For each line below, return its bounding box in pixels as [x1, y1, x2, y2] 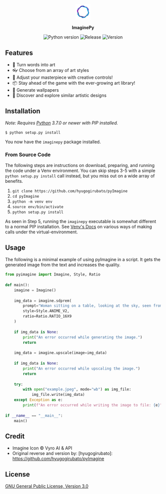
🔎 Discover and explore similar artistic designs [12, 93, 107, 99]
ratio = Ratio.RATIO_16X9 [23, 314, 72, 319]
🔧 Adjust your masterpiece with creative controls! [12, 74, 113, 80]
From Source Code [5, 151, 51, 158]
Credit [5, 432, 25, 440]
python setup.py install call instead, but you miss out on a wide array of [5, 173, 155, 179]
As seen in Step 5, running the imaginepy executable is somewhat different [5, 219, 157, 224]
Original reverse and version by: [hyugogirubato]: [12, 450, 113, 456]
